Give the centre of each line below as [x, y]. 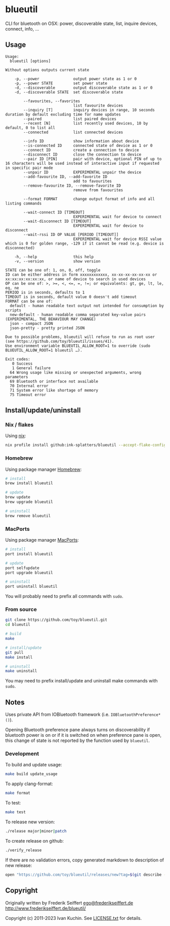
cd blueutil [18, 625]
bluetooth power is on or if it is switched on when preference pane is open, [83, 735]
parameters [17, 377]
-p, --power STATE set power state [61, 83]
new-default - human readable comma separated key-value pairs [78, 315]
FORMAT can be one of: [29, 301]
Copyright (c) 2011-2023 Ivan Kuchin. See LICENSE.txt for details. [74, 918]
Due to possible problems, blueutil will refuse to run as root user [80, 337]
